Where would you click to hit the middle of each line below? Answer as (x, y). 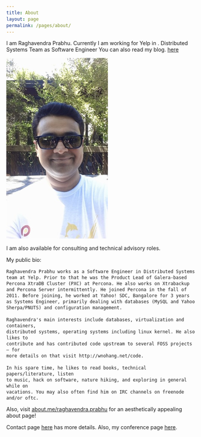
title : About (23, 13)
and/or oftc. (23, 398)
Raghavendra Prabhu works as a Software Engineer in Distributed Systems (101, 272)
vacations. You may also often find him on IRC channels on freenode (95, 392)
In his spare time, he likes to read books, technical (76, 368)
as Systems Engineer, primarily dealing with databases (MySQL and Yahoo (101, 302)
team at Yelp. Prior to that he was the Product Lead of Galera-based (97, 278)
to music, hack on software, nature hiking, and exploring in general (97, 380)
